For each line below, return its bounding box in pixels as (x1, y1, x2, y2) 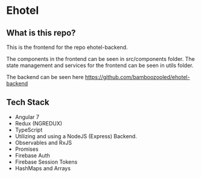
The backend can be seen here (6, 74, 84, 80)
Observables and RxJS (14, 139, 72, 146)
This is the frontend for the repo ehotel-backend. (6, 43, 128, 51)
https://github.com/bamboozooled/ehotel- (85, 74, 190, 80)
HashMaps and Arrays (14, 164, 71, 172)
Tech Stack (6, 97, 49, 107)
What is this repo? (6, 28, 76, 38)
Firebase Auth (14, 151, 50, 159)
